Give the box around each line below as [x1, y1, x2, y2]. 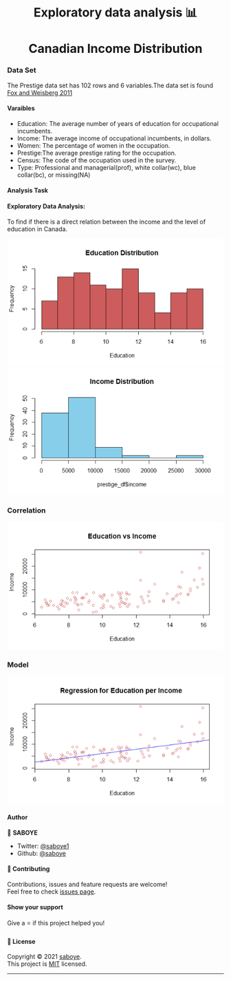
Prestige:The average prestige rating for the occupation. [16, 149, 177, 157]
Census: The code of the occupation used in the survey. [16, 155, 177, 164]
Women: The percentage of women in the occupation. [16, 141, 170, 149]
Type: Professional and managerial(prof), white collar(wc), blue [16, 163, 196, 171]
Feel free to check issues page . [7, 887, 96, 896]
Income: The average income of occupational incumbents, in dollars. [16, 134, 212, 142]
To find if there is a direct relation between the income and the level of [7, 217, 206, 226]
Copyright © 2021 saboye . [7, 953, 82, 961]
